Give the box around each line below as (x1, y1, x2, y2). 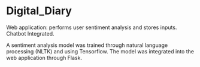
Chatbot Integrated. (6, 30, 54, 37)
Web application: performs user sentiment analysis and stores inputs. (6, 24, 177, 31)
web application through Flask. (6, 54, 83, 61)
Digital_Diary (6, 4, 72, 18)
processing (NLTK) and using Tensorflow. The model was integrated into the (6, 47, 195, 55)
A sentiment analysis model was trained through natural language (6, 42, 168, 49)
